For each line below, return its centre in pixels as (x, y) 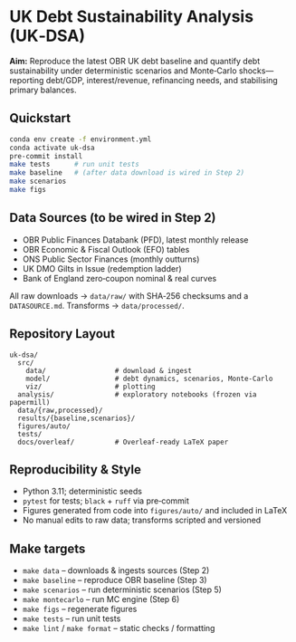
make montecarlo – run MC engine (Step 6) (101, 599)
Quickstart (40, 118)
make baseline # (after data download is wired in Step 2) (127, 173)
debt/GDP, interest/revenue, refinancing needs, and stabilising (162, 80)
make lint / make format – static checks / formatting (119, 628)
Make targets (48, 548)
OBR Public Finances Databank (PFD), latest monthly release (135, 240)
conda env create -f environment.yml (81, 139)
